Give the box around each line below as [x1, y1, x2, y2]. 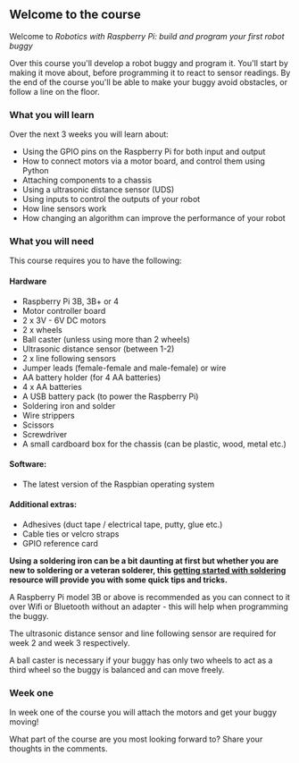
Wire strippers [21, 410, 75, 420]
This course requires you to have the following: [9, 255, 182, 267]
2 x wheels [21, 324, 62, 335]
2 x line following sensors [21, 352, 117, 363]
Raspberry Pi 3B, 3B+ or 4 [21, 295, 119, 307]
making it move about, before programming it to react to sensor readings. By [9, 67, 291, 78]
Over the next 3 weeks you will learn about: [9, 129, 170, 140]
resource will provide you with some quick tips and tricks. [9, 574, 228, 585]
